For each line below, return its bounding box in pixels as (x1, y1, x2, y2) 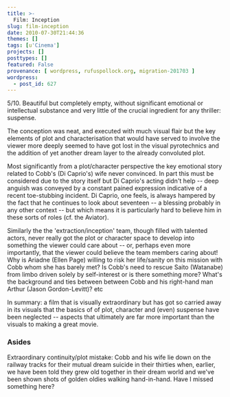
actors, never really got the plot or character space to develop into (7, 234, 195, 242)
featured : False (7, 61, 54, 68)
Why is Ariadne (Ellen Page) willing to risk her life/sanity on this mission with (7, 256, 223, 264)
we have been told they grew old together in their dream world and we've (7, 367, 215, 376)
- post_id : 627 (13, 80, 57, 87)
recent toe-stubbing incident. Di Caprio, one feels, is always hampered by (7, 192, 216, 200)
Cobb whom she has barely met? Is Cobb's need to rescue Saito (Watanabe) (7, 263, 223, 271)
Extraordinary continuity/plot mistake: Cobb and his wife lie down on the (7, 353, 211, 361)
